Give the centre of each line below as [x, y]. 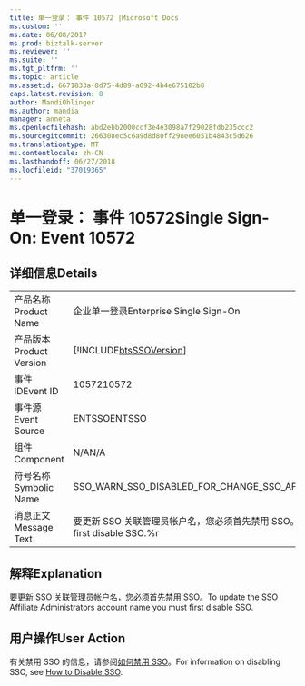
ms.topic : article [44, 77]
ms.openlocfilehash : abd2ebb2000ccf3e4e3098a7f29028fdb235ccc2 [132, 128]
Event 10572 [88, 238]
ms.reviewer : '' [40, 52]
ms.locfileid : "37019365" [58, 170]
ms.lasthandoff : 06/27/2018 [63, 161]
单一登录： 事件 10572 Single [117, 218]
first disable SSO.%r [116, 533]
